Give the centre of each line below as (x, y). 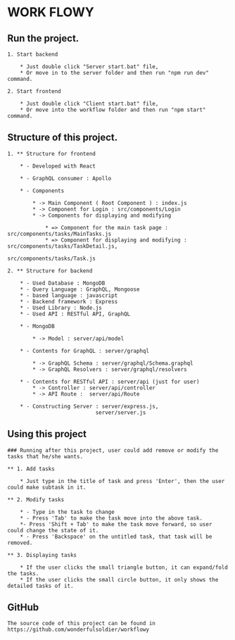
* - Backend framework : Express (69, 301)
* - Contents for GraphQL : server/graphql (85, 351)
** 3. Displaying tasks (42, 555)
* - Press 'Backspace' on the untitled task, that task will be (116, 537)
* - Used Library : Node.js (61, 308)
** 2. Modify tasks (36, 500)
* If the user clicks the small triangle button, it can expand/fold (124, 567)
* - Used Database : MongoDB (63, 283)
